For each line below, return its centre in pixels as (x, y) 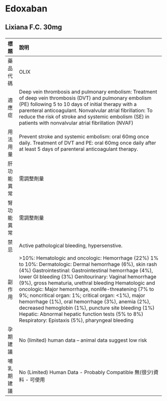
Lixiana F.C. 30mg (34, 27)
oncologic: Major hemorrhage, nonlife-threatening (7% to (86, 289)
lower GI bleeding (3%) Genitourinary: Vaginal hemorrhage (88, 276)
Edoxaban (26, 9)
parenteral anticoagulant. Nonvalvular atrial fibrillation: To (86, 110)
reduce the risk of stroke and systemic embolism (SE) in (84, 117)
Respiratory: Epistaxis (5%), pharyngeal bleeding (76, 320)
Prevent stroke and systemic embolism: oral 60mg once (84, 136)
